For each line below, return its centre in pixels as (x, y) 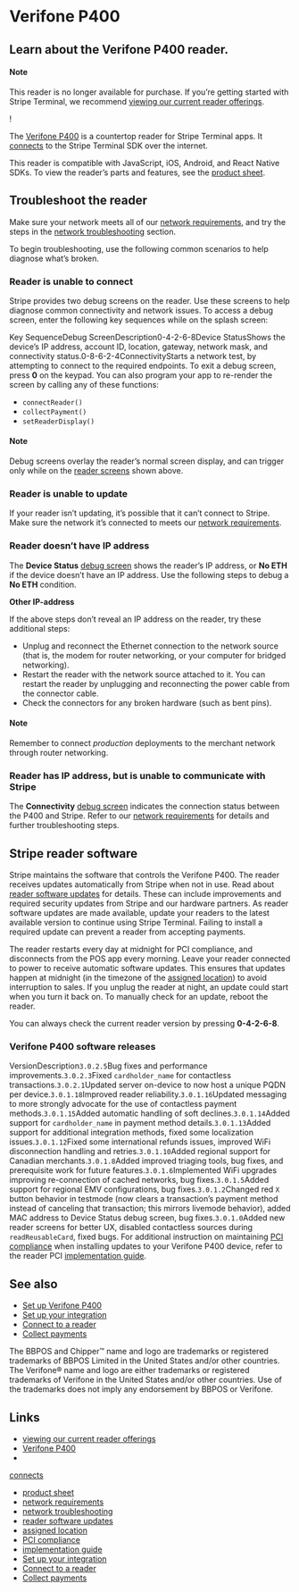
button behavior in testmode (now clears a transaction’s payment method (144, 1199)
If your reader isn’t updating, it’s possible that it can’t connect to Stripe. (140, 513)
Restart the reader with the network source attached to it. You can (144, 674)
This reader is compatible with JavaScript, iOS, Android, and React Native (145, 163)
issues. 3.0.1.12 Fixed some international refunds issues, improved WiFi (140, 1142)
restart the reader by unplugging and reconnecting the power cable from (156, 683)
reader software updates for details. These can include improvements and (145, 894)
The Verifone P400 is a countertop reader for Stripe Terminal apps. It (136, 136)
